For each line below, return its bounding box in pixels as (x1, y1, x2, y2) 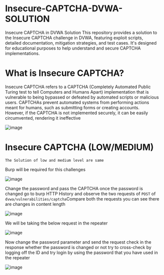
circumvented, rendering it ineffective (5, 115, 81, 121)
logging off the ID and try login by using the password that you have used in (5, 250, 158, 255)
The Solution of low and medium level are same (5, 158, 104, 163)
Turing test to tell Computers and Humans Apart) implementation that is (5, 89, 149, 95)
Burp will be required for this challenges (5, 166, 86, 172)
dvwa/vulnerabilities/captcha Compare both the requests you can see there (5, 196, 160, 201)
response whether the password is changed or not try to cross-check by (5, 244, 152, 250)
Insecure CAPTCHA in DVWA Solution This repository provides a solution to (5, 29, 158, 35)
